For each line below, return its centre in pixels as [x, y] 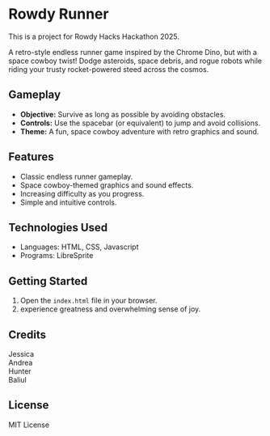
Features [31, 157]
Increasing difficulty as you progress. [82, 193]
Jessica [21, 354]
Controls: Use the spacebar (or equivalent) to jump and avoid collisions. [140, 123]
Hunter [20, 371]
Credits [27, 334]
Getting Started [48, 281]
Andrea [21, 362]
